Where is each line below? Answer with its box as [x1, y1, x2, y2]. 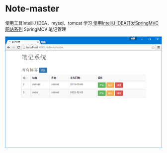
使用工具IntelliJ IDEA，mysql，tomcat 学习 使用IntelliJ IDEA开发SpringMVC [5, 20, 159, 26]
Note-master [5, 3, 60, 14]
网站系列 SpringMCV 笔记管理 [5, 26, 66, 32]
